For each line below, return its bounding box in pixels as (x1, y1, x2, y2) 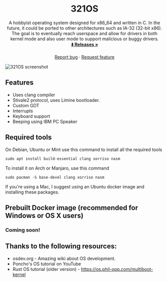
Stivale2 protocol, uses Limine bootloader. (12, 97, 100, 103)
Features (5, 79, 34, 87)
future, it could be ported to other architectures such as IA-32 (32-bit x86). (7, 25, 162, 31)
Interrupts (12, 108, 33, 114)
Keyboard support (12, 113, 50, 119)
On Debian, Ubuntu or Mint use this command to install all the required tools (5, 147, 162, 153)
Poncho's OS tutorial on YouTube (12, 260, 81, 267)
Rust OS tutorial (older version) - (12, 266, 80, 272)
